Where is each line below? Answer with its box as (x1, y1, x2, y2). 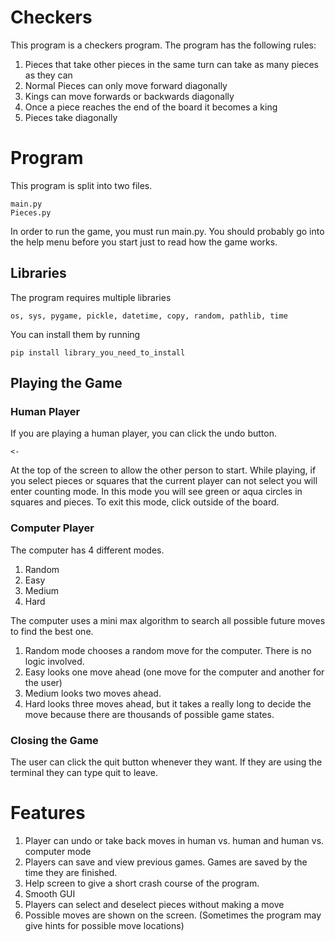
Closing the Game (10, 733, 99, 747)
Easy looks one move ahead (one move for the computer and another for (24, 666, 325, 678)
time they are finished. (24, 866, 118, 878)
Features (10, 802, 86, 825)
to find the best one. (10, 625, 94, 637)
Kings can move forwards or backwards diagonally (24, 90, 235, 102)
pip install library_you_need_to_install (10, 347, 186, 358)
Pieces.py (10, 207, 52, 218)
